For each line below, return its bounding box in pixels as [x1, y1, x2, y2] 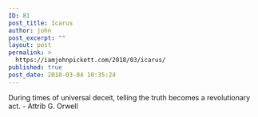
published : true [8, 64, 62, 72]
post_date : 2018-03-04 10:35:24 [8, 71, 116, 79]
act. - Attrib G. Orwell [8, 101, 78, 111]
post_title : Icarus [8, 19, 73, 27]
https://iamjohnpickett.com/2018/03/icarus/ [15, 57, 166, 64]
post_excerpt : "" [8, 33, 66, 42]
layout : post [8, 41, 52, 49]
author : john [8, 26, 52, 34]
